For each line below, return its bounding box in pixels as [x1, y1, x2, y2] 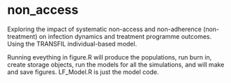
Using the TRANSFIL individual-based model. [7, 39, 137, 48]
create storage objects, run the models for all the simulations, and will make [7, 60, 225, 68]
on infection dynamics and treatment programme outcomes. [38, 32, 211, 40]
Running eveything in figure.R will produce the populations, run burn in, [7, 53, 212, 61]
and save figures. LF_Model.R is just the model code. [7, 68, 159, 76]
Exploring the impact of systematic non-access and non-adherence [7, 25, 202, 33]
